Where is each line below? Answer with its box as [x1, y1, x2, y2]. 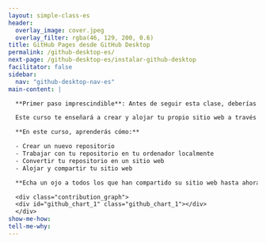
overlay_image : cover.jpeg [15, 26, 104, 34]
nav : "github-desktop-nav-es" [15, 78, 115, 85]
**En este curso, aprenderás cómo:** [15, 128, 140, 136]
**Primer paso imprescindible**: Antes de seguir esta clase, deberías [15, 100, 257, 108]
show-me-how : [8, 215, 51, 223]
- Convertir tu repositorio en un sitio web [15, 157, 165, 165]
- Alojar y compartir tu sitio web [15, 164, 133, 173]
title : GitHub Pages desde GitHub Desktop [8, 41, 150, 49]
